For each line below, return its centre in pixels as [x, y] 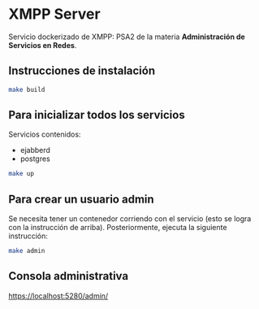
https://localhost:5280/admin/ [58, 296]
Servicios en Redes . [43, 45]
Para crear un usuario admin [81, 199]
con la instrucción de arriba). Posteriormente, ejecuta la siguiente [118, 228]
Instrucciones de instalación [82, 71]
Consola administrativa [68, 276]
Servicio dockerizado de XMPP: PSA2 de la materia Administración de [127, 37]
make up [22, 174]
